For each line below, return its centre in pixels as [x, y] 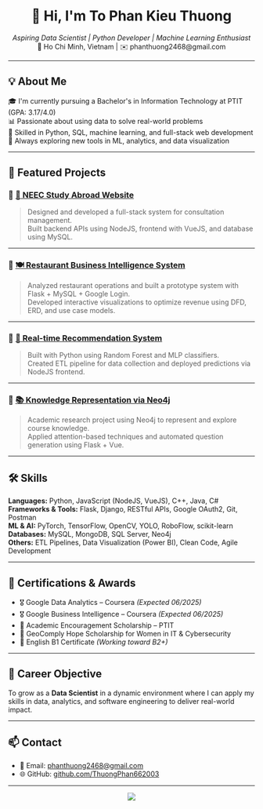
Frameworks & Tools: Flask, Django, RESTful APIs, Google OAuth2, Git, [123, 509]
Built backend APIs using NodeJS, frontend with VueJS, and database [140, 229]
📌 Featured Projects [57, 173]
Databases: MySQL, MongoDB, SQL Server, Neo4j [90, 534]
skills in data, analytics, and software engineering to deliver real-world [121, 701]
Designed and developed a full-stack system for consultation [126, 212]
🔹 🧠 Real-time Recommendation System [85, 338]
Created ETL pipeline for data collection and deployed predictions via [139, 363]
